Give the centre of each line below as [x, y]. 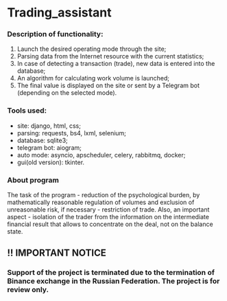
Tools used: [27, 111]
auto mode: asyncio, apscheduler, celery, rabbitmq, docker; [101, 155]
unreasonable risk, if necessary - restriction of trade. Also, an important [108, 210]
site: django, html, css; [49, 126]
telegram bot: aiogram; [49, 147]
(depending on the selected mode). [67, 93]
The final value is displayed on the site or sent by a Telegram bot [108, 86]
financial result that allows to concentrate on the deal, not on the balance [110, 224]
